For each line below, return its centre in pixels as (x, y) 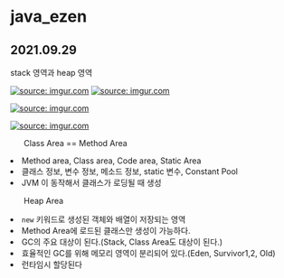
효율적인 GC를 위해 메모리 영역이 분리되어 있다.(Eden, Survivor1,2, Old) (149, 253)
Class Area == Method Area (75, 143)
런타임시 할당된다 (52, 264)
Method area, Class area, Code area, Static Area (112, 161)
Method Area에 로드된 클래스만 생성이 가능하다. (106, 231)
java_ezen (49, 17)
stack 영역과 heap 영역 (52, 73)
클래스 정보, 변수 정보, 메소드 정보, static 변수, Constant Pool (130, 171)
